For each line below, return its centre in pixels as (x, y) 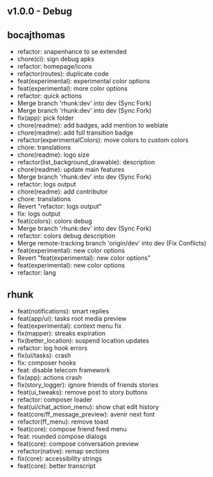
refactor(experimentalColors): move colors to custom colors (103, 140)
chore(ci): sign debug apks (56, 59)
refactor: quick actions (49, 96)
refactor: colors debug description (66, 236)
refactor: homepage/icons (54, 67)
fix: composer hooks (46, 363)
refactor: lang (37, 272)
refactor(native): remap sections (63, 451)
